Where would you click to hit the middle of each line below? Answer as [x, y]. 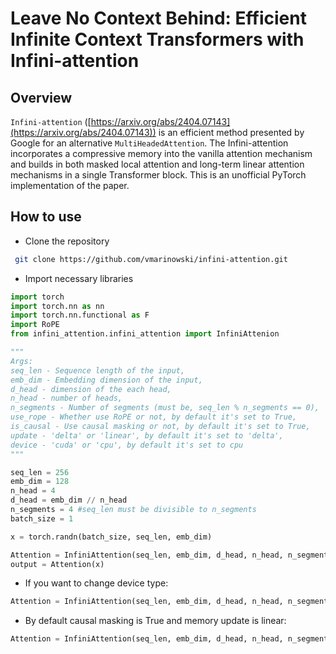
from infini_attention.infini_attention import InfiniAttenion [145, 334]
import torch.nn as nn [57, 306]
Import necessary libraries [79, 278]
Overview [41, 97]
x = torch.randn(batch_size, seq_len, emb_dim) [111, 537]
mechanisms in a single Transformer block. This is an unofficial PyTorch [158, 175]
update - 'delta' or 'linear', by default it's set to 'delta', [147, 435]
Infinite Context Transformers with [157, 39]
